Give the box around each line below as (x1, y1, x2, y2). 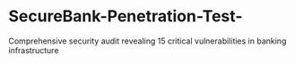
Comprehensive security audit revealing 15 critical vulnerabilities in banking (8, 35, 287, 46)
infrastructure (8, 44, 59, 55)
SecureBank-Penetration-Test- (8, 6, 243, 27)
